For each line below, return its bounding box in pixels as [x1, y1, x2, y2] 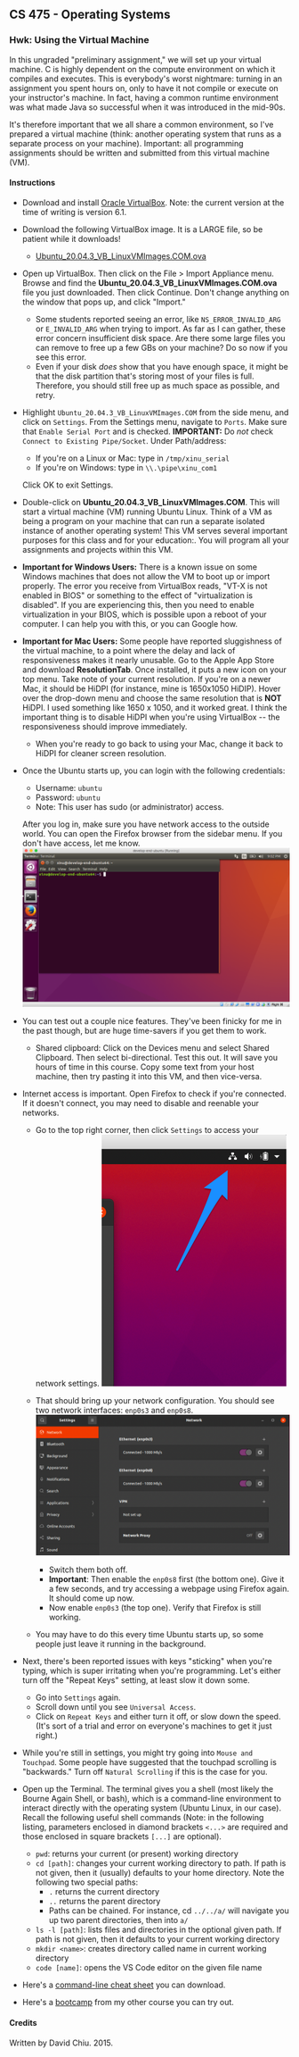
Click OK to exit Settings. [21, 479, 114, 490]
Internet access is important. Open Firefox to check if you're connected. [21, 1088, 287, 1099]
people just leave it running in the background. [35, 1638, 206, 1650]
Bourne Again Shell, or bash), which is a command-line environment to [21, 1794, 282, 1804]
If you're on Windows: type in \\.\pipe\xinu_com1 [35, 462, 218, 472]
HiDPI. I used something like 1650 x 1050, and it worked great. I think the [21, 702, 287, 712]
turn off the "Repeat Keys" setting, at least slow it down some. [21, 1675, 251, 1686]
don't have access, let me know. [21, 837, 141, 848]
